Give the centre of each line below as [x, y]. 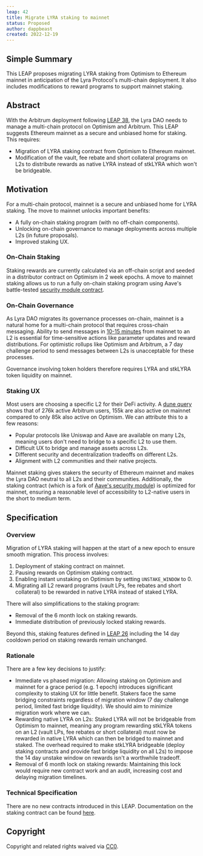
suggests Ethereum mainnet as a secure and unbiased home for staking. [97, 133]
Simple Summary [39, 59]
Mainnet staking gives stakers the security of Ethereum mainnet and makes [100, 473]
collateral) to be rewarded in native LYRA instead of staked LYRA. [97, 592]
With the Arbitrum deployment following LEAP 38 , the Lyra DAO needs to [97, 120]
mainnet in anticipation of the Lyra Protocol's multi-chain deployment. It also [101, 80]
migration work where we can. [53, 713]
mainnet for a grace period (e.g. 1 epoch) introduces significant [94, 687]
